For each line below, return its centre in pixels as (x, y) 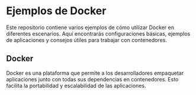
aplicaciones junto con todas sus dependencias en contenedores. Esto (92, 79)
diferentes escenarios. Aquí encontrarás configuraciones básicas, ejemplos (98, 33)
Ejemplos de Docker (56, 11)
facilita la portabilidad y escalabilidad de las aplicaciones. (76, 85)
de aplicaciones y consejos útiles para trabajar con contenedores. (86, 40)
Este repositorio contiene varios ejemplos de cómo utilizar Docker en (90, 27)
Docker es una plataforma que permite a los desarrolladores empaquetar (95, 73)
